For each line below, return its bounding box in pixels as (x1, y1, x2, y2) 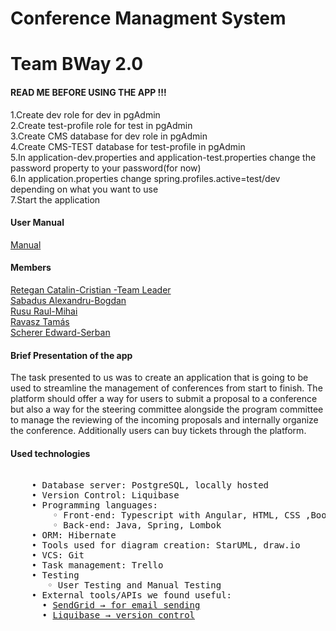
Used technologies (10, 447, 91, 459)
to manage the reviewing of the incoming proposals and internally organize (10, 414, 319, 426)
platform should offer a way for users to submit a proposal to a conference (10, 393, 318, 405)
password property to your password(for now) (10, 162, 202, 174)
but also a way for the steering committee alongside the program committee (10, 403, 324, 416)
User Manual (10, 217, 65, 229)
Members (10, 262, 52, 274)
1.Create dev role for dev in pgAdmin (10, 108, 161, 121)
